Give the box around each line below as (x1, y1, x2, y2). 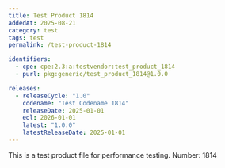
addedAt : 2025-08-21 (8, 19, 77, 27)
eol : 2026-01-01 (22, 114, 77, 122)
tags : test (8, 33, 44, 42)
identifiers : (8, 55, 51, 63)
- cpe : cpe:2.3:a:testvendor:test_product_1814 (15, 63, 176, 71)
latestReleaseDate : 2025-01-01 (22, 128, 126, 137)
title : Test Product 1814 (8, 11, 93, 20)
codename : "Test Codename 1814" (22, 99, 129, 107)
